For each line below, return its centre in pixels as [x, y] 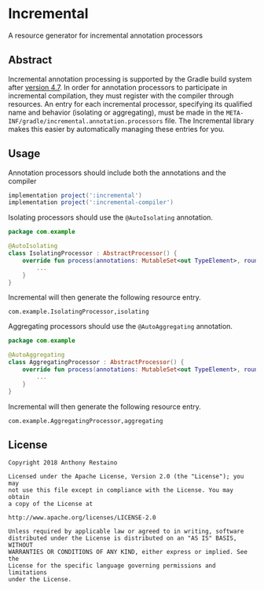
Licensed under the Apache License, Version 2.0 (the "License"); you [126, 477]
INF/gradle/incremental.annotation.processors [86, 121]
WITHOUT [21, 545]
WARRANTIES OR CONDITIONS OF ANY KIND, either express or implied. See [128, 552]
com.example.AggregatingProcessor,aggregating [86, 421]
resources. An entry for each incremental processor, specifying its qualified [130, 104]
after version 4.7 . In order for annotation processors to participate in [118, 87]
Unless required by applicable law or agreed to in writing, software [126, 532]
